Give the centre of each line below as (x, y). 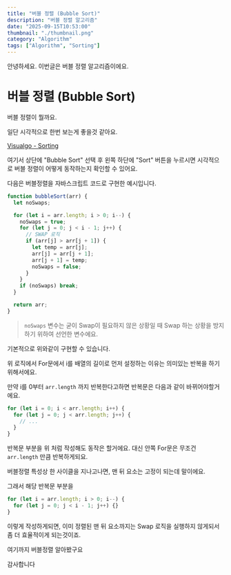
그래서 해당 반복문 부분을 (40, 486)
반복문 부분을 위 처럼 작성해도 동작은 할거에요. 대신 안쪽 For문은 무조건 (102, 448)
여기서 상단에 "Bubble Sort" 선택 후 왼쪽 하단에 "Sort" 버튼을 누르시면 (101, 160)
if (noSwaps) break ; (49, 286)
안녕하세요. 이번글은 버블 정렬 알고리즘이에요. (68, 66)
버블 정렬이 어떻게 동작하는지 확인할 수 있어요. (76, 168)
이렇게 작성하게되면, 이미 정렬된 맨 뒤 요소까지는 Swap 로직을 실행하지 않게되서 (113, 526)
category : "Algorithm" (40, 39)
